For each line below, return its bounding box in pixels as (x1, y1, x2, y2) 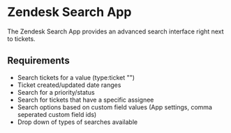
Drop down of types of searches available (17, 118, 138, 126)
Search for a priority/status (17, 88, 96, 96)
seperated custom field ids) (17, 110, 97, 118)
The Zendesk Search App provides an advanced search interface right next (7, 27, 225, 36)
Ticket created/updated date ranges (17, 81, 121, 89)
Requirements (7, 55, 70, 67)
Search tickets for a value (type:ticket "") (17, 73, 135, 81)
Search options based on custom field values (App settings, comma (17, 102, 213, 111)
